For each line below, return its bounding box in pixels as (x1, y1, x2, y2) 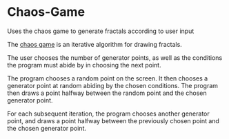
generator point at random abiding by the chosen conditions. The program (7, 81, 219, 89)
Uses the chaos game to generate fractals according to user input (7, 27, 195, 35)
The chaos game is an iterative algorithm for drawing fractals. (7, 40, 183, 48)
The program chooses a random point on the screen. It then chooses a (7, 74, 208, 83)
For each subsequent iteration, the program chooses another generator (7, 109, 210, 118)
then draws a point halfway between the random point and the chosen (7, 89, 207, 97)
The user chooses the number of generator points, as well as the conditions (7, 53, 223, 62)
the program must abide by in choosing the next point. (7, 61, 161, 69)
